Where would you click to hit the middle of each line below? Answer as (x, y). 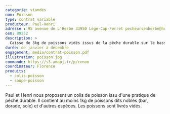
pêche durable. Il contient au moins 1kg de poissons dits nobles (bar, (77, 100)
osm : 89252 (17, 33)
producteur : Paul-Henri (30, 24)
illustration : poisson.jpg (34, 57)
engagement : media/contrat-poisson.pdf (47, 52)
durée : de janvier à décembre (37, 48)
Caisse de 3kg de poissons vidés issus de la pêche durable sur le (82, 43)
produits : (16, 71)
